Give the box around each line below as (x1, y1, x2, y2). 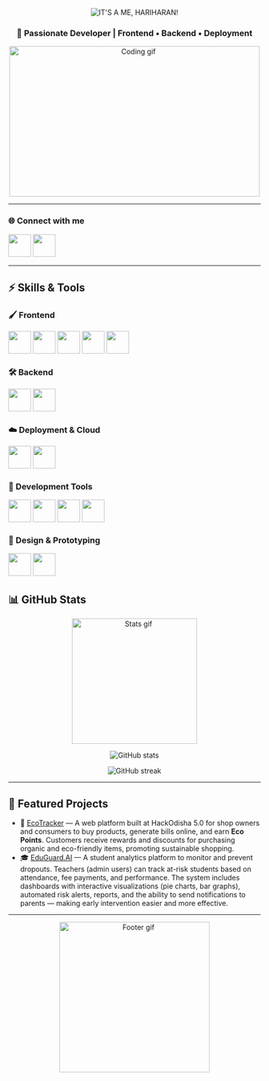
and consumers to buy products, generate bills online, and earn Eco (19, 827, 244, 836)
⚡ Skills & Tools (8, 281, 86, 295)
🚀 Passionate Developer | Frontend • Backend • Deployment (16, 27, 253, 39)
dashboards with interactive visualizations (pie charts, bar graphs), (19, 881, 241, 891)
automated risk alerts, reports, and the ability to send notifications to (19, 890, 246, 900)
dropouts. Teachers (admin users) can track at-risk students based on (19, 864, 252, 874)
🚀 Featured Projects (8, 797, 109, 811)
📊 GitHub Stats (8, 592, 86, 606)
